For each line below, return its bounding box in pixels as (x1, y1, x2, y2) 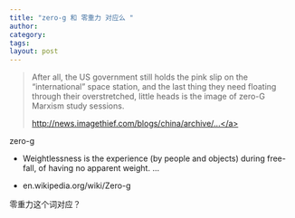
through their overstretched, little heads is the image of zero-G (31, 91, 265, 102)
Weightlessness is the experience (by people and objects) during (22, 153, 265, 164)
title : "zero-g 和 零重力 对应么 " (9, 13, 134, 23)
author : (9, 22, 39, 31)
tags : (9, 38, 30, 48)
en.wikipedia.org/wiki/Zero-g (22, 180, 131, 191)
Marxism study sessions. (31, 100, 125, 111)
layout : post (9, 47, 59, 56)
